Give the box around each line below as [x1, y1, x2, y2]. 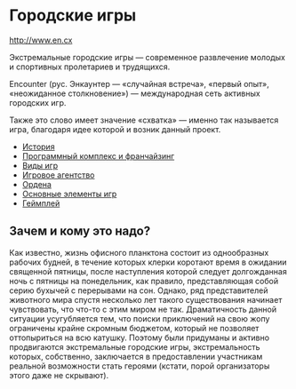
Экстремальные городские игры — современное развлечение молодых [9, 52, 286, 62]
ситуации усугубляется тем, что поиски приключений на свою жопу [9, 313, 270, 324]
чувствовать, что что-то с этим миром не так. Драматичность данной [9, 304, 277, 314]
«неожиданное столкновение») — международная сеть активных [9, 88, 260, 99]
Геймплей [21, 197, 60, 209]
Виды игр [21, 160, 59, 171]
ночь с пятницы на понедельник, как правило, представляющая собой [9, 275, 278, 286]
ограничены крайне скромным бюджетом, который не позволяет [9, 322, 260, 333]
